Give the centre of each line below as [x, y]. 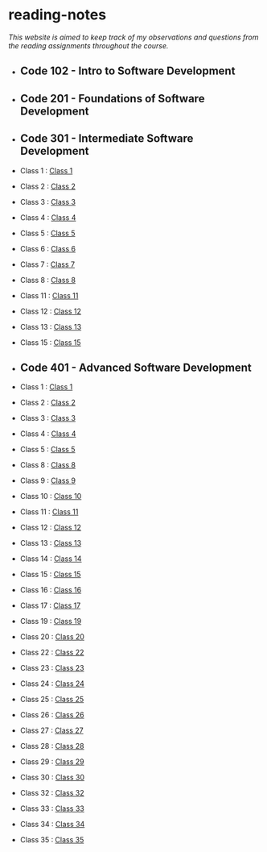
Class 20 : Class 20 [52, 637]
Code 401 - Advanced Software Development [136, 367]
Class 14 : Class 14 [51, 559]
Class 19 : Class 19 [51, 621]
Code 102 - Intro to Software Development [127, 71]
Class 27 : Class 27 [52, 730]
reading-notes [58, 15]
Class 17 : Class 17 [50, 605]
